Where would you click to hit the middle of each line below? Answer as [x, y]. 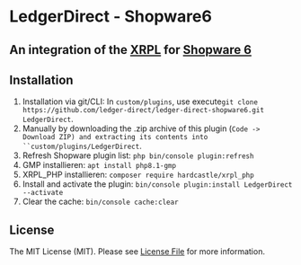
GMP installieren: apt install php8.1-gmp [99, 165]
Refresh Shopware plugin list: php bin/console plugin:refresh [138, 155]
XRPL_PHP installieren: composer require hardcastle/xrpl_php [138, 175]
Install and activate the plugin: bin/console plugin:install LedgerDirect [157, 184]
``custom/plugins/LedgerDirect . [82, 146]
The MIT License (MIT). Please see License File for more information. [137, 252]
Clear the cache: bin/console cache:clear [100, 202]
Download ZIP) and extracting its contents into [115, 137]
